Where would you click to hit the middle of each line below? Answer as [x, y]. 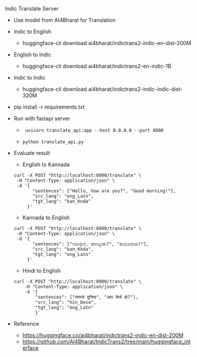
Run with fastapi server [42, 119]
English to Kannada [46, 165]
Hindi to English [42, 271]
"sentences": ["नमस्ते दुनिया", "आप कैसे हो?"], [87, 297]
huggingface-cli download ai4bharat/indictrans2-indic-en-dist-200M [107, 43]
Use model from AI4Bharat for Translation [64, 20]
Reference [26, 324]
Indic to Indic [29, 78]
